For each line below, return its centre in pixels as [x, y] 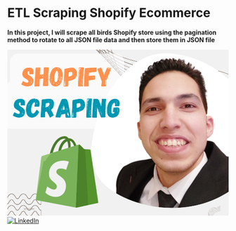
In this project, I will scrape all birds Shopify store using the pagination [112, 32]
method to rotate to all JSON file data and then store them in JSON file [111, 39]
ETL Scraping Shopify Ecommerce [109, 13]
